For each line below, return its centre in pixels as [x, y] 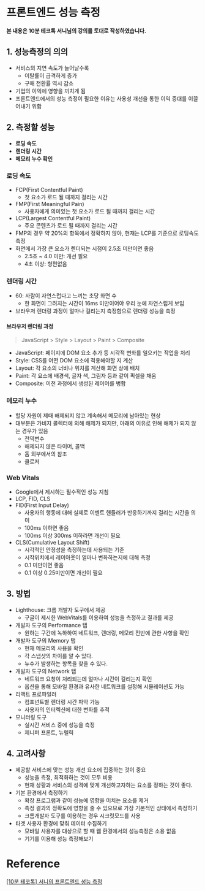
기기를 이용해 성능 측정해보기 [59, 838]
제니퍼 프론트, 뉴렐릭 [49, 732]
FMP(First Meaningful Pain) [50, 204]
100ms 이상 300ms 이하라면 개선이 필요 [72, 535]
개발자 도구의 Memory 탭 [45, 640]
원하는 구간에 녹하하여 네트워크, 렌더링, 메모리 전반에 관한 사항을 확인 [107, 633]
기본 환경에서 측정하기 [42, 792]
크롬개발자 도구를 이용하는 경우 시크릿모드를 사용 [82, 816]
